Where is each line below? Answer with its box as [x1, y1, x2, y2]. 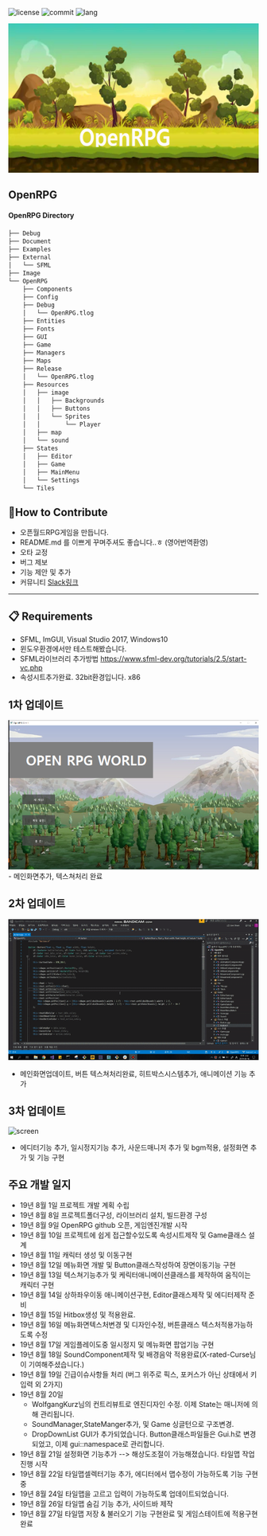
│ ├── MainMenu [22, 468, 80, 476]
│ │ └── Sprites [22, 412, 91, 420]
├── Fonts [22, 325, 56, 333]
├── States [22, 444, 59, 452]
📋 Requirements [8, 609, 93, 623]
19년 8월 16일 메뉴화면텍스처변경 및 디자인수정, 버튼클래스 [19, 1320, 200, 1330]
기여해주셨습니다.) [28, 1360, 85, 1370]
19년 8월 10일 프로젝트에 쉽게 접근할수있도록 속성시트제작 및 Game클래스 [19, 1230, 247, 1240]
